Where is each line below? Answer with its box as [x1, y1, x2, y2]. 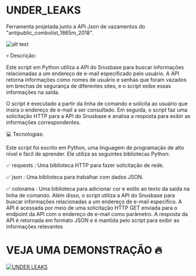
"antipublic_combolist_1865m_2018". [6, 29, 94, 36]
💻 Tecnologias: [6, 130, 44, 137]
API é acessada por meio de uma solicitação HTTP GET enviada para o [6, 204, 178, 211]
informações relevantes [6, 223, 63, 230]
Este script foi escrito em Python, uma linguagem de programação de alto [6, 144, 184, 151]
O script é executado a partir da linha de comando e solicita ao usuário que [6, 100, 188, 107]
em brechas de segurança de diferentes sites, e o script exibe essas [6, 82, 171, 89]
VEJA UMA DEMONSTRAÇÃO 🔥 [6, 244, 163, 257]
